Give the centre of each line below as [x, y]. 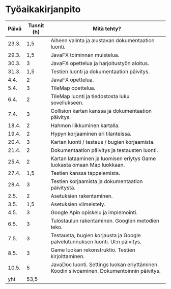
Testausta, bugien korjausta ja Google [96, 235]
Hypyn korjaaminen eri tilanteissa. [91, 134]
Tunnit [36, 25]
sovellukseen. [67, 103]
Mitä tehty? [107, 28]
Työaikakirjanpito [43, 9]
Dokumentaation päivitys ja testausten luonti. [104, 150]
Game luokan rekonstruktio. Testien [93, 250]
